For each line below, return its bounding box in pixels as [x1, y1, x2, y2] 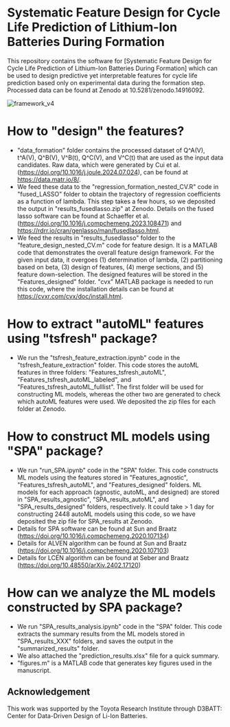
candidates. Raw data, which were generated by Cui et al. [16, 160, 181, 169]
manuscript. [16, 666, 51, 674]
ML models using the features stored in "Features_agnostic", [16, 473, 188, 482]
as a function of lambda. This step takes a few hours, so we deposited [16, 197, 216, 205]
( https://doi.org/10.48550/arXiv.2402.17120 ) [16, 561, 141, 569]
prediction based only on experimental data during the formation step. [7, 78, 206, 87]
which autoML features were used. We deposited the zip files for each [16, 397, 216, 405]
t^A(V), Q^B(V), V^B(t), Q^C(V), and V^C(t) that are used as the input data [16, 153, 224, 161]
